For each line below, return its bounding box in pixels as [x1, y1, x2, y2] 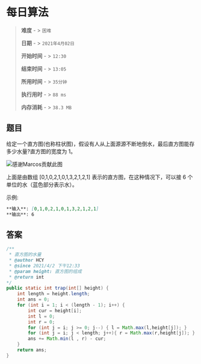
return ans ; [17, 347, 47, 353]
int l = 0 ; [28, 313, 55, 319]
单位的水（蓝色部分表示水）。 [6, 180, 78, 188]
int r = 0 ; [28, 319, 55, 325]
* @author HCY [8, 257, 45, 263]
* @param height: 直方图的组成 [8, 268, 82, 275]
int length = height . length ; [17, 291, 90, 297]
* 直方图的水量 [8, 252, 42, 258]
